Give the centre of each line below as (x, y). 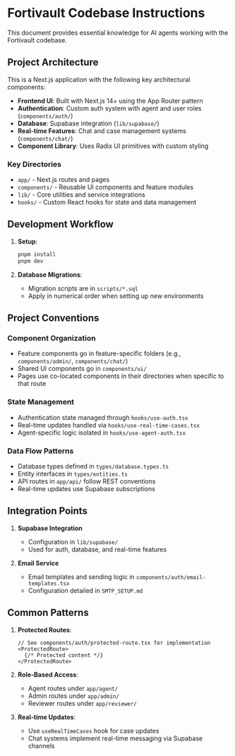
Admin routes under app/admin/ (74, 696)
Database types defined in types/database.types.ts (93, 466)
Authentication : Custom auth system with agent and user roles (109, 108)
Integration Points (48, 511)
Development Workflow (61, 224)
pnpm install (37, 254)
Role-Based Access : (48, 675)
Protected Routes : (44, 630)
